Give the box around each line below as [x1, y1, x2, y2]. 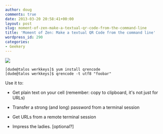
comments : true [5, 12, 37, 17]
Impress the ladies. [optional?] [12, 123, 74, 129]
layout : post [5, 21, 32, 26]
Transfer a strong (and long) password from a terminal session [12, 104, 140, 110]
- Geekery [5, 44, 26, 49]
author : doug [5, 7, 32, 12]
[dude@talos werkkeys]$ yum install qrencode [5, 67, 100, 72]
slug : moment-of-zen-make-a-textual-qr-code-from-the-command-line [5, 26, 147, 31]
